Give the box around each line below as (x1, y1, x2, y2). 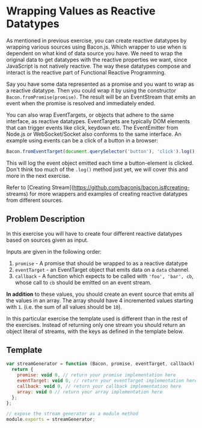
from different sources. (6, 197, 64, 204)
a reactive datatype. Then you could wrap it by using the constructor (6, 87, 176, 94)
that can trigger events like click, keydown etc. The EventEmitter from (6, 124, 179, 131)
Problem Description (6, 214, 85, 224)
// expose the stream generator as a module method (6, 411, 138, 417)
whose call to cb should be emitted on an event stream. (14, 278, 152, 286)
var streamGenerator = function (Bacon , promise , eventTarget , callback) (6, 361, 195, 367)
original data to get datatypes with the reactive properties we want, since (6, 56, 188, 63)
